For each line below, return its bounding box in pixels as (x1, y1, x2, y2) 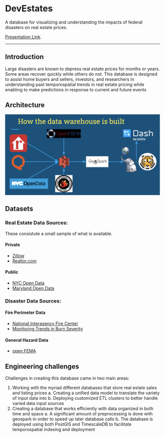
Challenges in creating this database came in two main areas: (5, 375, 130, 381)
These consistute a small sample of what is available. (5, 230, 113, 236)
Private (5, 242, 21, 248)
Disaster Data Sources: (5, 298, 61, 304)
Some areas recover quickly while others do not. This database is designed (5, 71, 158, 77)
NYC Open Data (12, 280, 45, 286)
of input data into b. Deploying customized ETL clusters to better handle (12, 395, 158, 401)
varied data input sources (12, 401, 64, 407)
